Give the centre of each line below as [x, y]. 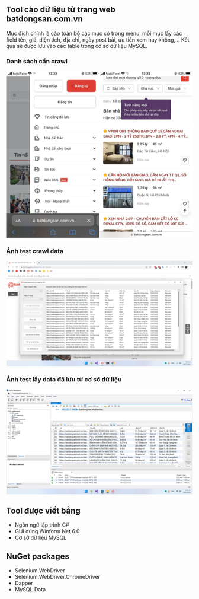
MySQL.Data [30, 590]
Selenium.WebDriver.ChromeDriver [57, 577]
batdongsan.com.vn [44, 19]
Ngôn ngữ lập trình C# [42, 525]
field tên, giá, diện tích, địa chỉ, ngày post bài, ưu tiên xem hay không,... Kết [98, 39]
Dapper [24, 583]
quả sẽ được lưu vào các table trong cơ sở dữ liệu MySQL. [77, 46]
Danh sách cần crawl [37, 61]
